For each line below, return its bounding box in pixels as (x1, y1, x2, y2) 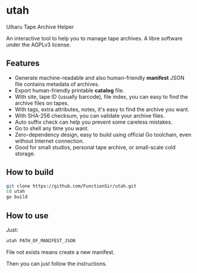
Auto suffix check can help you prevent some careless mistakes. (14, 118, 173, 125)
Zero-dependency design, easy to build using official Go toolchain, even (14, 131, 192, 138)
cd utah (6, 189, 26, 194)
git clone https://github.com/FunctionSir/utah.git (6, 183, 136, 189)
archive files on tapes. (14, 99, 69, 106)
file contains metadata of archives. (14, 80, 100, 87)
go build (6, 194, 28, 200)
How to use (6, 211, 49, 221)
